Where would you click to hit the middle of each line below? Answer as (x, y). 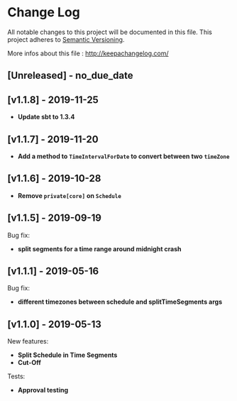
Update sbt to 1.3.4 (46, 117)
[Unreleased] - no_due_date (70, 76)
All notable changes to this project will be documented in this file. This (110, 32)
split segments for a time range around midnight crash (100, 248)
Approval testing (43, 390)
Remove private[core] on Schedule (70, 195)
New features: (28, 341)
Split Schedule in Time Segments (67, 355)
